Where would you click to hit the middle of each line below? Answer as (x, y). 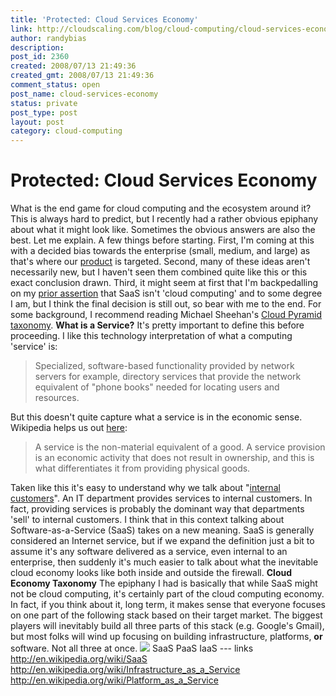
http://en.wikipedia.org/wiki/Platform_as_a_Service (114, 680)
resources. (57, 398)
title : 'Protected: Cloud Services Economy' (104, 19)
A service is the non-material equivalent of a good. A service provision (180, 447)
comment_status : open (55, 85)
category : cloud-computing (66, 131)
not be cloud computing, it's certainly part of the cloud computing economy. (167, 594)
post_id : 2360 (40, 57)
